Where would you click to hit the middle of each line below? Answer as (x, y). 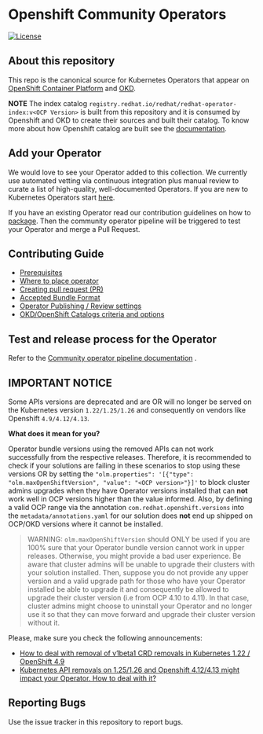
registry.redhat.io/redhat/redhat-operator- (163, 104)
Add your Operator (55, 154)
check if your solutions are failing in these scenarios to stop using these (124, 466)
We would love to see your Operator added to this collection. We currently (128, 172)
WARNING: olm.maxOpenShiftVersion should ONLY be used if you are (139, 539)
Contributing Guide (56, 253)
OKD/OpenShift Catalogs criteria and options (92, 314)
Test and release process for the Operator (113, 339)
